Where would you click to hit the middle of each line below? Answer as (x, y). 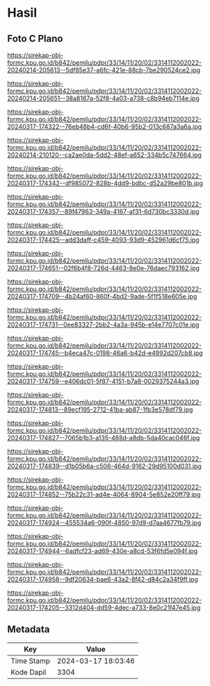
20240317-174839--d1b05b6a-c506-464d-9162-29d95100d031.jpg (104, 466)
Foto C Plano (35, 39)
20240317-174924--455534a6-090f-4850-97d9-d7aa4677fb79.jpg (104, 523)
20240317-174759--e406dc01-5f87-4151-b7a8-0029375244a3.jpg (103, 381)
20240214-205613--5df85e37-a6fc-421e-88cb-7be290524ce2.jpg (104, 70)
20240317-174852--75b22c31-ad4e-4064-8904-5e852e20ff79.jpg (104, 494)
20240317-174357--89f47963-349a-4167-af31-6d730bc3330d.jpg (103, 211)
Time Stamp (31, 661)
